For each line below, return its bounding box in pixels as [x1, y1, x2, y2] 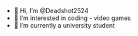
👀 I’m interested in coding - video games [13, 14, 131, 22]
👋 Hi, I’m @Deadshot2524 [13, 7, 89, 15]
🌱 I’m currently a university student [13, 21, 116, 29]
